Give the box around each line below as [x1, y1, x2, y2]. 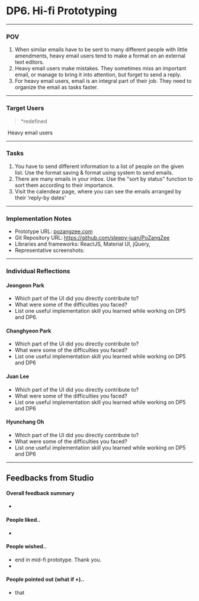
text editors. [14, 59, 44, 66]
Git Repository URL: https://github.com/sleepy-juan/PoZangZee [14, 234, 170, 241]
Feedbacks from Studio [6, 473, 94, 483]
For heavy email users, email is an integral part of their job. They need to [14, 77, 192, 85]
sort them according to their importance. [14, 182, 114, 189]
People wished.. [6, 543, 47, 550]
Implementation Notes [6, 214, 72, 222]
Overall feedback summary [6, 489, 75, 496]
